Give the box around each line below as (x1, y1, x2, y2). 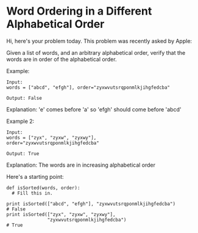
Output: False (6, 95, 43, 101)
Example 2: (6, 117, 35, 125)
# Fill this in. (12, 190, 53, 196)
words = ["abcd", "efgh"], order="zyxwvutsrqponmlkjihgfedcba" (6, 84, 171, 91)
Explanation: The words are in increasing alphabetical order (6, 161, 156, 169)
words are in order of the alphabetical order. (6, 55, 117, 63)
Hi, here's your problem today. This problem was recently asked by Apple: (6, 37, 193, 44)
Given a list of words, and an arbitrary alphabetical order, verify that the (6, 49, 186, 56)
